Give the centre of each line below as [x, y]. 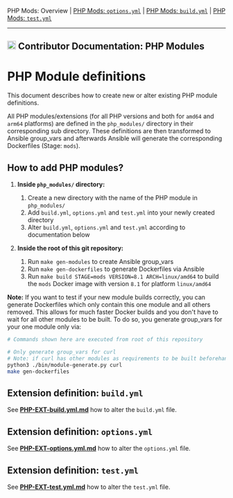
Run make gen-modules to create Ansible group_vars [101, 262]
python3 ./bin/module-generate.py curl [65, 365]
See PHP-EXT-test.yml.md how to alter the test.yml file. [89, 487]
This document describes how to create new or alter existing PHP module [112, 96]
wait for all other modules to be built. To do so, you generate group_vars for [115, 319]
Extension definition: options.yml [80, 432]
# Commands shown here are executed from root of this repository [105, 340]
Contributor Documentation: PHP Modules [111, 46]
